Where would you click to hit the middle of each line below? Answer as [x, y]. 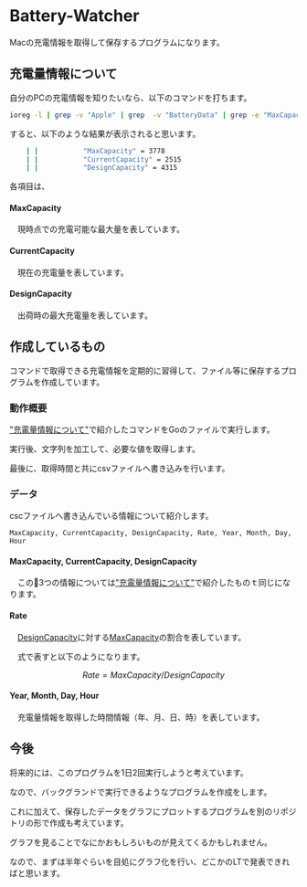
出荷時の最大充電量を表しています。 [85, 315]
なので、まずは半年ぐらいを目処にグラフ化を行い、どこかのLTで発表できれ [150, 861]
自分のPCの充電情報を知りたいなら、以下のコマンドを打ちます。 [131, 98]
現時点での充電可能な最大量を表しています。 [101, 229]
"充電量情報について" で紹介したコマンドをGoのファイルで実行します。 [143, 429]
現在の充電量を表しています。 [74, 272]
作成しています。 [73, 382]
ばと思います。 [37, 872]
